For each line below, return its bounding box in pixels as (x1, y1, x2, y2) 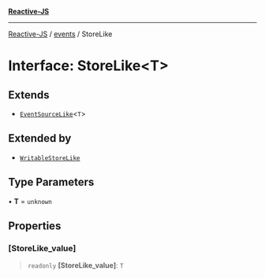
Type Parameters (8, 176, 95, 189)
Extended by (8, 132, 72, 145)
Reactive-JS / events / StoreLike (8, 29, 113, 39)
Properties (8, 220, 62, 233)
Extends (8, 88, 50, 102)
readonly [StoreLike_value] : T (27, 261, 124, 270)
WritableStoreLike (19, 154, 80, 162)
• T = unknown (8, 196, 53, 206)
